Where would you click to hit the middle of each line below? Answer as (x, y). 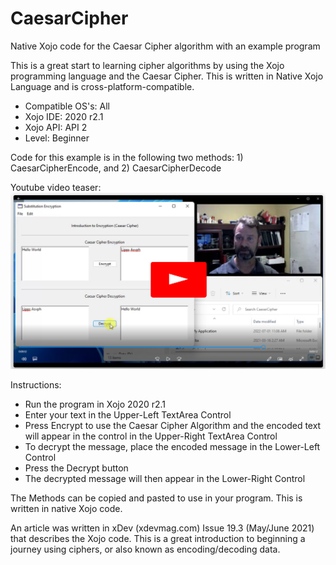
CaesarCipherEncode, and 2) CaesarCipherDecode (116, 168)
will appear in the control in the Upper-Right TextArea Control (151, 436)
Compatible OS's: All (67, 106)
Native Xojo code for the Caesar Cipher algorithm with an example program (165, 46)
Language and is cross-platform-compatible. (102, 86)
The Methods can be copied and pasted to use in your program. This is (156, 498)
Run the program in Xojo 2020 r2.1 (95, 404)
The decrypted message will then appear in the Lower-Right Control (165, 478)
